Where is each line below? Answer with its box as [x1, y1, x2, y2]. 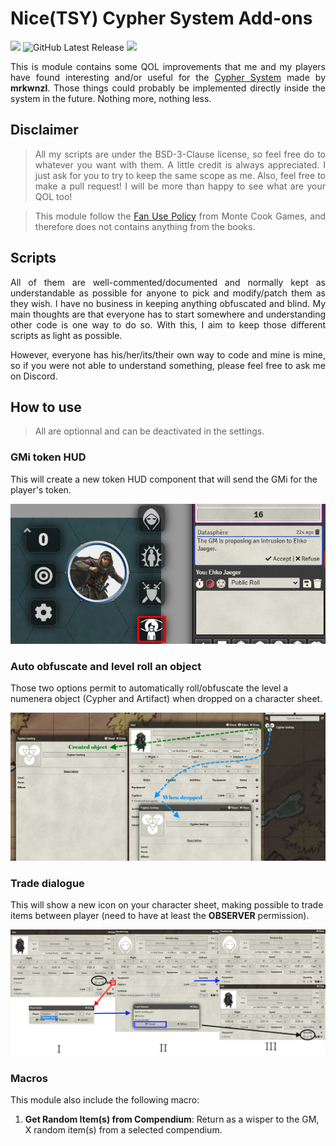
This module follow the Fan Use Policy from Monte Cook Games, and [34, 210, 326, 222]
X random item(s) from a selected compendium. [24, 1124, 223, 1136]
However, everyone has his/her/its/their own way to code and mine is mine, [10, 348, 326, 361]
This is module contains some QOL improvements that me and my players [10, 60, 326, 72]
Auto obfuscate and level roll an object [10, 659, 202, 673]
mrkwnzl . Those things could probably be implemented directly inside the [10, 82, 326, 94]
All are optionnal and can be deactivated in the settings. [34, 425, 265, 437]
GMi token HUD [10, 450, 87, 464]
